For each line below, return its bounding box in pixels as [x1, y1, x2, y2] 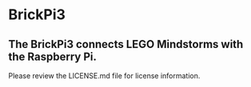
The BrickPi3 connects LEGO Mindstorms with [8, 38, 244, 51]
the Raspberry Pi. [8, 49, 98, 63]
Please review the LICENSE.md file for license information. [8, 71, 201, 81]
